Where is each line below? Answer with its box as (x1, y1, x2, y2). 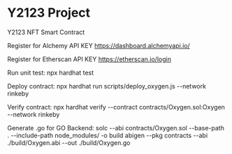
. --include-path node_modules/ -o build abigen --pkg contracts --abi (7, 131, 208, 139)
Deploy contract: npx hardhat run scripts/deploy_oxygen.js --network (7, 82, 206, 90)
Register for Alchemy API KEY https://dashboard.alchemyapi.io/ (7, 41, 190, 49)
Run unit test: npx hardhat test (7, 68, 94, 77)
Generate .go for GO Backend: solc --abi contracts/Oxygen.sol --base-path (7, 123, 225, 132)
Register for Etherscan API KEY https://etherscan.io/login (7, 54, 171, 63)
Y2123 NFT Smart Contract (7, 28, 85, 36)
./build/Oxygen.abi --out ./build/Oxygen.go (7, 138, 131, 147)
